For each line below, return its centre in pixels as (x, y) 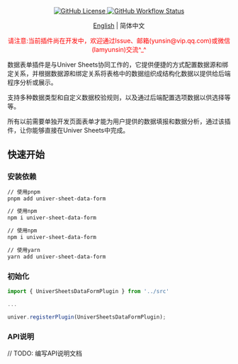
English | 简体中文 (119, 26)
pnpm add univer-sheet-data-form (57, 199)
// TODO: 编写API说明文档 (45, 353)
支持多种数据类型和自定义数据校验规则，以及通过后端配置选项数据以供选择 (116, 97)
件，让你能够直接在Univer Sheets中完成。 (68, 130)
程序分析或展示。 (32, 82)
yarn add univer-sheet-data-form (57, 257)
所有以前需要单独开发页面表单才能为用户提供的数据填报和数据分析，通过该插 (119, 121)
